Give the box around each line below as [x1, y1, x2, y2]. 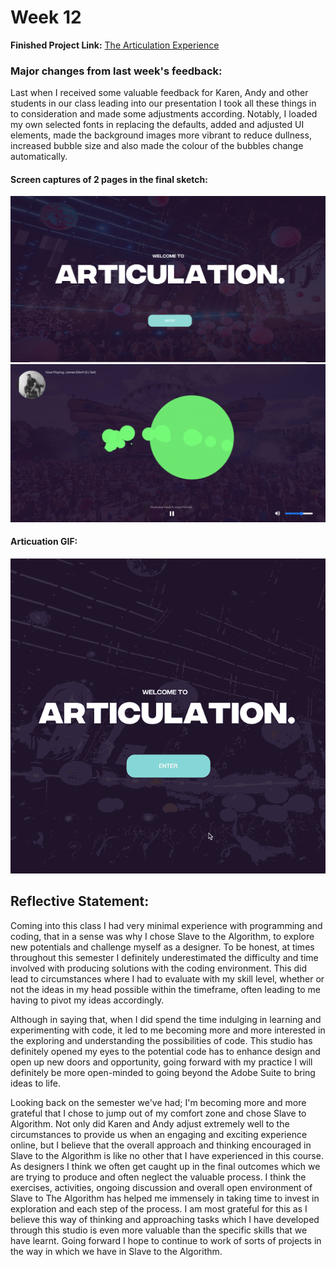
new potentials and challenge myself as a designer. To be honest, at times [10, 941, 315, 953]
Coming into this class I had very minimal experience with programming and [10, 919, 323, 931]
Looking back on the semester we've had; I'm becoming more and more [10, 1096, 307, 1108]
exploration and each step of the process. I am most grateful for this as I [10, 1202, 308, 1215]
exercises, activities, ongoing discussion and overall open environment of [10, 1181, 313, 1193]
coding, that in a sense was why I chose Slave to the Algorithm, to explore [10, 930, 315, 942]
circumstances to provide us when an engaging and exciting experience [10, 1128, 308, 1140]
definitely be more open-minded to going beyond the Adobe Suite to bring [10, 1066, 316, 1078]
